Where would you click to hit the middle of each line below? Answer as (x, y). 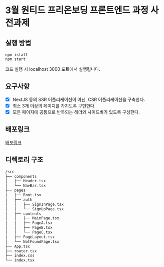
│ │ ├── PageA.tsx (29, 223)
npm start (16, 59)
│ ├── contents (23, 214)
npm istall (17, 55)
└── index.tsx (20, 260)
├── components (21, 176)
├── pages (16, 190)
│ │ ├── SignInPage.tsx (35, 204)
